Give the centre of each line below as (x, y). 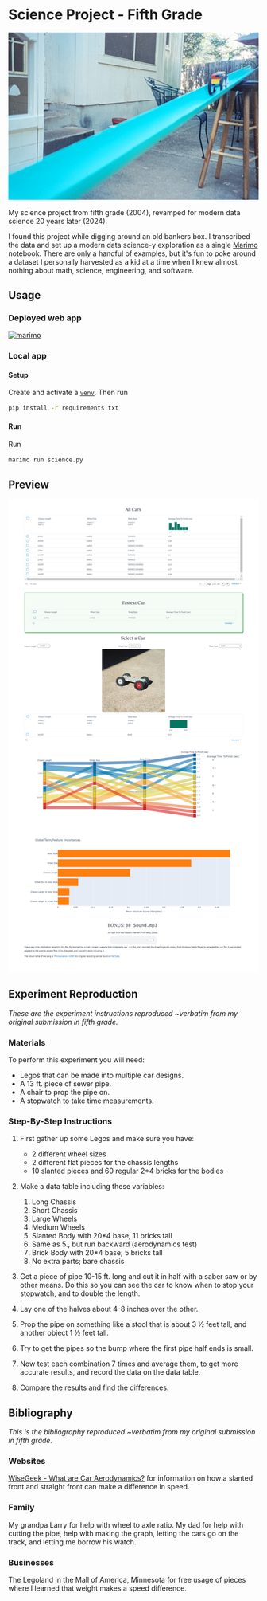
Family (21, 1508)
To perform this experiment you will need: (77, 1060)
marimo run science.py (46, 460)
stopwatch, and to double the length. (80, 1293)
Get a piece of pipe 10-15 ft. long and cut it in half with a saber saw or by (138, 1277)
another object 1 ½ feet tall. (64, 1333)
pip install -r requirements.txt (64, 408)
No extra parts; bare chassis (78, 1262)
